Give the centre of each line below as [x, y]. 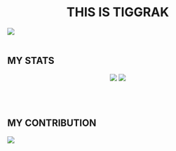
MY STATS [31, 61]
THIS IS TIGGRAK [118, 12]
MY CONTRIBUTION [52, 123]
